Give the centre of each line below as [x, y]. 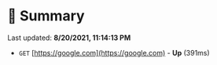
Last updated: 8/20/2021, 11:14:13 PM [69, 38]
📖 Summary [46, 16]
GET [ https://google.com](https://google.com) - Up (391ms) [114, 52]
